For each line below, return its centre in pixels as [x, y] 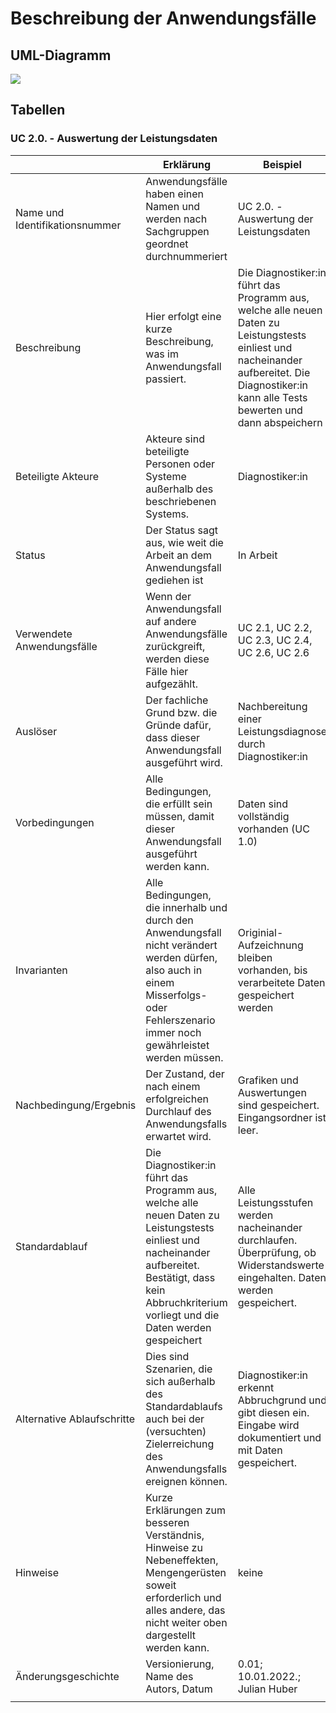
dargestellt [171, 1635]
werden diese [177, 659]
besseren [167, 1522]
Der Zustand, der [185, 1074]
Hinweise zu [174, 1547]
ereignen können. [186, 1481]
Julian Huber [267, 1689]
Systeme [166, 476]
